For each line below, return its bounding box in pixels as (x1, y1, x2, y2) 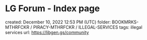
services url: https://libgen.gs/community (5, 29, 89, 35)
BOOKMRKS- (111, 19, 139, 25)
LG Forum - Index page (5, 3, 100, 14)
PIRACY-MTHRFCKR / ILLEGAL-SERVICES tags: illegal (33, 24, 143, 30)
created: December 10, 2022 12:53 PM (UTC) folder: (5, 19, 111, 25)
